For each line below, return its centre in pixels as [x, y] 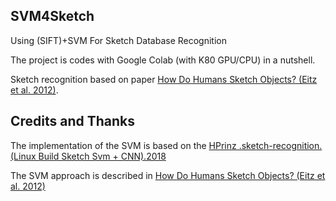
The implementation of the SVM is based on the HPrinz [123, 145]
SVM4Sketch [52, 16]
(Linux [23, 156]
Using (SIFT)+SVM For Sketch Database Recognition [119, 40]
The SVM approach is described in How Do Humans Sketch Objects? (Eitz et [168, 175]
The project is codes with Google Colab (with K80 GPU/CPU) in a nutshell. [163, 60]
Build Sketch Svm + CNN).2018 [102, 156]
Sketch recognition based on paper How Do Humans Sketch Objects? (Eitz [164, 79]
